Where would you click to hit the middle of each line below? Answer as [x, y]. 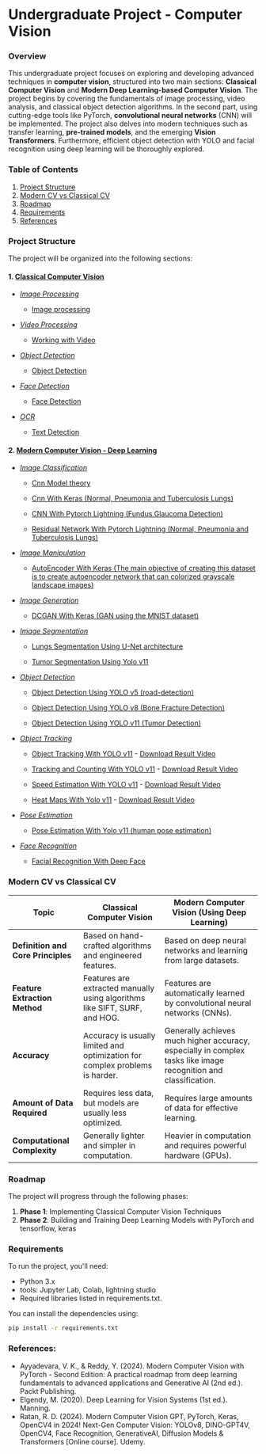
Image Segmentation [54, 631]
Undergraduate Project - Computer [125, 15]
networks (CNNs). [198, 1013]
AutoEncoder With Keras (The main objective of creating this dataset [143, 569]
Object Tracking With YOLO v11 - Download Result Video [123, 754]
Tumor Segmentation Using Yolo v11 [90, 662]
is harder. [101, 1075]
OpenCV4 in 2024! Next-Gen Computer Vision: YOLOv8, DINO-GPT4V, [135, 1425]
